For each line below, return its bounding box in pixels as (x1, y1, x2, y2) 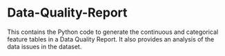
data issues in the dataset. (7, 42, 82, 50)
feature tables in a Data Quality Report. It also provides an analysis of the (7, 35, 215, 43)
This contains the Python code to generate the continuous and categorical (7, 28, 219, 36)
